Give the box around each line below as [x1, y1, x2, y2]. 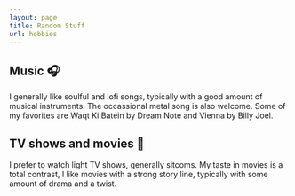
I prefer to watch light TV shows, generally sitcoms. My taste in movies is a [9, 160, 283, 169]
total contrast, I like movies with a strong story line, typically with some [9, 169, 268, 179]
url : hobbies [9, 29, 58, 38]
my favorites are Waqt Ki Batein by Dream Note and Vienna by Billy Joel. [9, 110, 274, 121]
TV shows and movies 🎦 [9, 136, 145, 151]
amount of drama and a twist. [9, 178, 117, 189]
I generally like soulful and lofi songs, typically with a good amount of [9, 91, 263, 102]
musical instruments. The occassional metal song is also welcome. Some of [9, 101, 286, 112]
